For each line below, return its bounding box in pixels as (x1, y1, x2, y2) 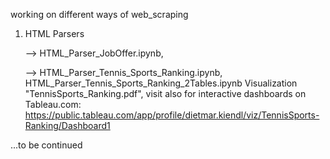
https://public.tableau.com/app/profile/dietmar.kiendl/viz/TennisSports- (24, 109, 320, 121)
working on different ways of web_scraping (10, 9, 189, 20)
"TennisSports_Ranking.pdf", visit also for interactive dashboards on (24, 88, 307, 99)
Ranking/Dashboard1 (24, 120, 111, 131)
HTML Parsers (24, 28, 85, 39)
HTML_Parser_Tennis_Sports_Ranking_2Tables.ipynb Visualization (24, 77, 298, 89)
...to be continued (10, 139, 83, 151)
